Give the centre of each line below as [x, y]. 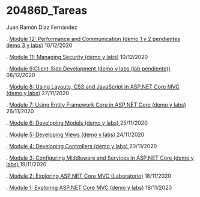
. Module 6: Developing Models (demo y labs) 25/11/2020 [77, 123]
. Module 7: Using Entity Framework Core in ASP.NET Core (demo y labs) [96, 105]
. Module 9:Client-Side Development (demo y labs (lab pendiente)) [88, 68]
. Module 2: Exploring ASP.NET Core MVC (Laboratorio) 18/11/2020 [89, 176]
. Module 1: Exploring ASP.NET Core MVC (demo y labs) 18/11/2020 [89, 187]
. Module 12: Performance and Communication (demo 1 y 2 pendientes [93, 39]
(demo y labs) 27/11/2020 [38, 93]
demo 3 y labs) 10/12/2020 [39, 45]
